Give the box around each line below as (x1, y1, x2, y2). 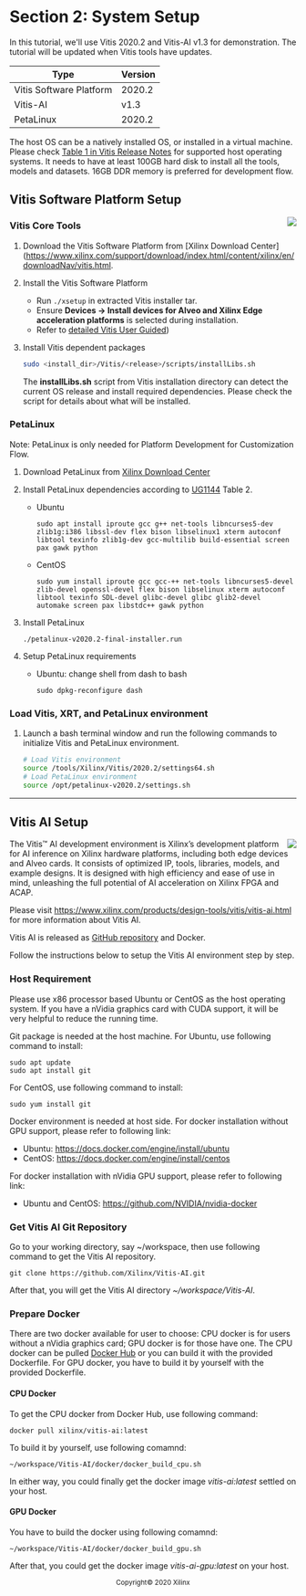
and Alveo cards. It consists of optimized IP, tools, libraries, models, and (9, 858, 280, 869)
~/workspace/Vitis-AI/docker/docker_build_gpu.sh (9, 1544, 202, 1553)
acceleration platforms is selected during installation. (36, 314, 239, 325)
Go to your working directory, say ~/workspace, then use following (9, 1242, 260, 1252)
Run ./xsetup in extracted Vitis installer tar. (36, 295, 198, 306)
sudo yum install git (9, 1099, 92, 1108)
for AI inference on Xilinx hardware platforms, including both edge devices (9, 848, 289, 859)
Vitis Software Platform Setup (9, 192, 182, 207)
